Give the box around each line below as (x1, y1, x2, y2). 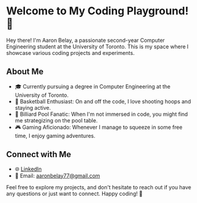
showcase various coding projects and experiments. (6, 49, 135, 56)
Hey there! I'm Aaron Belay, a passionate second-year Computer (6, 36, 165, 44)
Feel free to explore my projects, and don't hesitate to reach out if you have (6, 183, 192, 190)
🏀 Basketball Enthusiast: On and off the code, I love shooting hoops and (14, 97, 191, 105)
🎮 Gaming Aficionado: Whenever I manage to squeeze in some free (14, 124, 183, 131)
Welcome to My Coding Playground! (6, 4, 189, 18)
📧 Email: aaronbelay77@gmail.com (14, 172, 100, 179)
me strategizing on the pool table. (14, 116, 98, 124)
